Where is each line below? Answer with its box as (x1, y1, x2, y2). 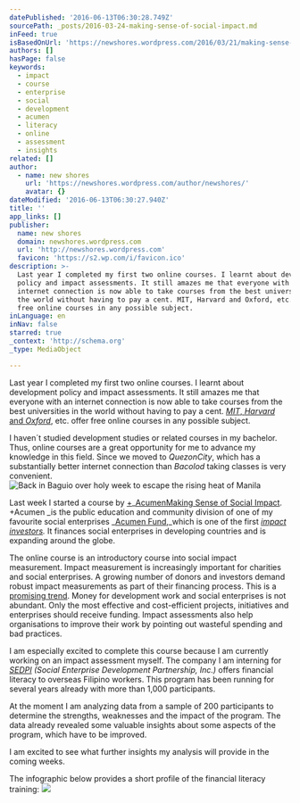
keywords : (9, 63, 46, 72)
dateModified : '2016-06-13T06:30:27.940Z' (9, 195, 170, 205)
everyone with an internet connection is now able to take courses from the (9, 396, 283, 407)
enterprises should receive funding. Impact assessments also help (9, 608, 254, 620)
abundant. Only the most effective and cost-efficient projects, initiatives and (9, 600, 289, 610)
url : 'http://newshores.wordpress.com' (17, 245, 166, 254)
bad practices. (9, 628, 62, 639)
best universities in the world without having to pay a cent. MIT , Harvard (9, 405, 275, 416)
